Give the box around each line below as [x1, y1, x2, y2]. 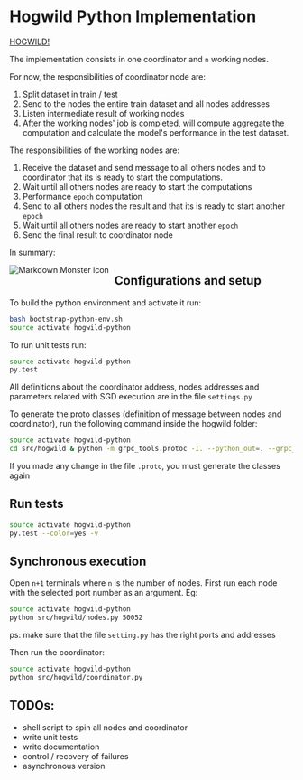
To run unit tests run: [9, 339, 87, 350]
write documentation [22, 741, 100, 752]
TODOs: [9, 698, 55, 713]
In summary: [9, 247, 56, 258]
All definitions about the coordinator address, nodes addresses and [9, 381, 260, 392]
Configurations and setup [114, 273, 262, 288]
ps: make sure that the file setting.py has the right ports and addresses [9, 630, 277, 641]
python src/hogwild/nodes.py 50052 [9, 613, 143, 623]
